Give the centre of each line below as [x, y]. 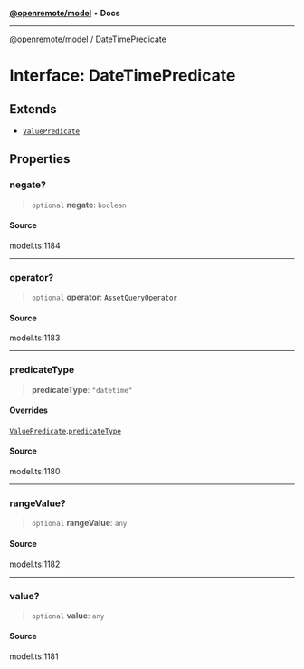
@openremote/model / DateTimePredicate [88, 39]
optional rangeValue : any [79, 523]
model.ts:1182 [35, 564]
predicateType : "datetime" [82, 389]
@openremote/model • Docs [65, 13]
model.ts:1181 [34, 656]
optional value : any [68, 616]
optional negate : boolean [79, 205]
